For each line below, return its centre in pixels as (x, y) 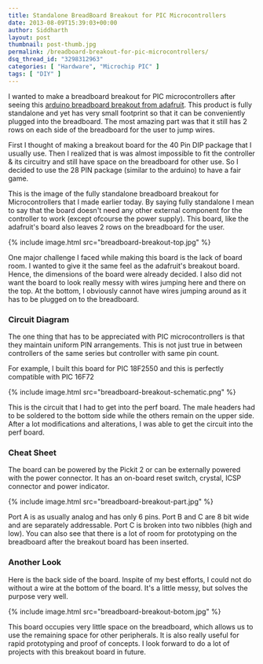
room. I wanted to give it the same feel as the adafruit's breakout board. (124, 266)
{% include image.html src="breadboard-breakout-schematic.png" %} (122, 392)
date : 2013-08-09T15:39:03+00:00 (63, 23)
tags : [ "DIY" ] (35, 74)
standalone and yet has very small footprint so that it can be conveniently (127, 113)
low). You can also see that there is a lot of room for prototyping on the (123, 534)
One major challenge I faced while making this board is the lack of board (125, 257)
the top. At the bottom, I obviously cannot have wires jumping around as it (128, 291)
